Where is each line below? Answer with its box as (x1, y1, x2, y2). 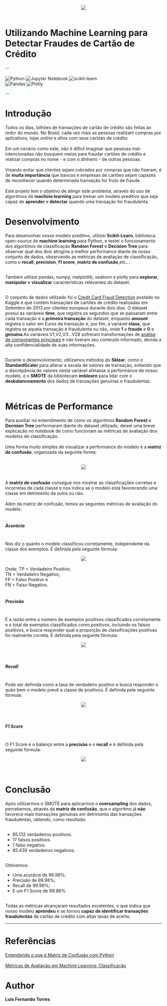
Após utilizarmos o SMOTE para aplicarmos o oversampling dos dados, (5, 800, 153, 807)
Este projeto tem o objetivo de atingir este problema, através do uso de (5, 188, 151, 194)
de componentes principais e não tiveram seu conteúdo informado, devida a (5, 336, 162, 342)
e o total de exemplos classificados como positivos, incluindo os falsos (5, 622, 151, 628)
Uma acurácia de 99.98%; (12, 872, 66, 878)
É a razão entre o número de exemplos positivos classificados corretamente (5, 616, 161, 622)
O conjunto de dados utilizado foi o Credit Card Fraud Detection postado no (5, 294, 160, 300)
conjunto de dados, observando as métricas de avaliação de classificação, (5, 254, 159, 260)
